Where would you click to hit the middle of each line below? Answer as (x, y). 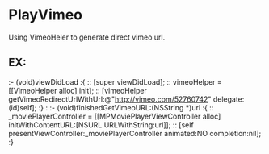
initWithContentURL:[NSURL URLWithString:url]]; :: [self (101, 125)
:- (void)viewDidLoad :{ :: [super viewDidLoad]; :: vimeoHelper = (115, 81)
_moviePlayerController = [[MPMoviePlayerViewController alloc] (115, 116)
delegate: (229, 99)
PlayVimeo (46, 15)
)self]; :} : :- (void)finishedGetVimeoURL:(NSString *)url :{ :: (116, 107)
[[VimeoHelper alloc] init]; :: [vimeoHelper (78, 90)
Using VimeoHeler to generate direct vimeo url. (87, 37)
